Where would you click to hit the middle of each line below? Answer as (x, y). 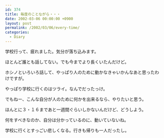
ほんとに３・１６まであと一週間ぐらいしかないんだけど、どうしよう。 (76, 109)
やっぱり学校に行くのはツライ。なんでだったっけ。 (56, 89)
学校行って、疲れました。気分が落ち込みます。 (52, 51)
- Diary (17, 37)
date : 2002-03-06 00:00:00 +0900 (39, 19)
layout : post (18, 23)
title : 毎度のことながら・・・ (33, 14)
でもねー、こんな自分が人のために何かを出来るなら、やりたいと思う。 (76, 99)
